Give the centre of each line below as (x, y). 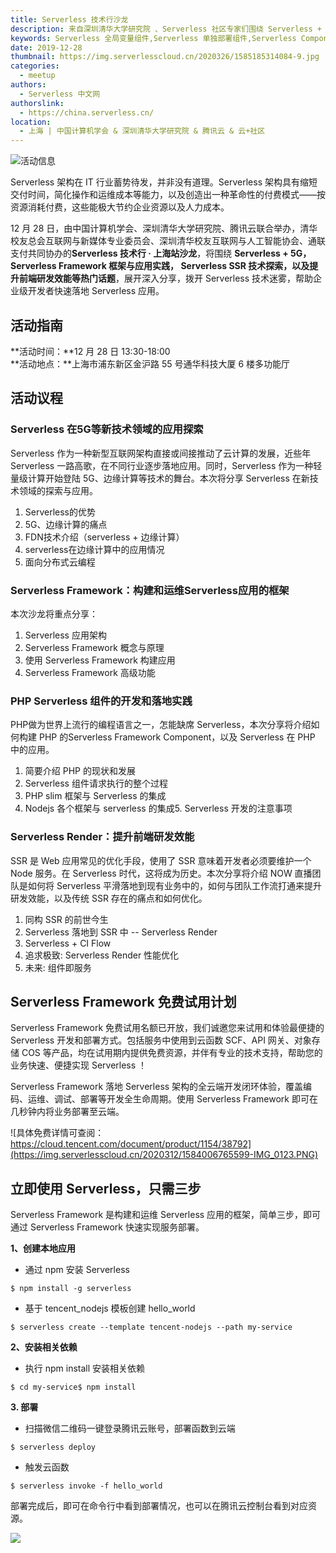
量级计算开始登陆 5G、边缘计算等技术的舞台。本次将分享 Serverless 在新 (160, 478)
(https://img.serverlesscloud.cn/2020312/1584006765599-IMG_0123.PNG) (164, 1155)
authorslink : (37, 103)
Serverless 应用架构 (65, 635)
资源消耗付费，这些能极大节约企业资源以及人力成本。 (120, 207)
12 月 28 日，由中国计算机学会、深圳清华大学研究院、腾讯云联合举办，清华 (164, 228)
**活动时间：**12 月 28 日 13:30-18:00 (90, 351)
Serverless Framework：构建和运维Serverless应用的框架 (150, 590)
